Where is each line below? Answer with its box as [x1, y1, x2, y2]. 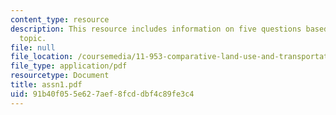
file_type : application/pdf [10, 61, 128, 71]
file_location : [10, 52, 74, 62]
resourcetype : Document [10, 71, 110, 81]
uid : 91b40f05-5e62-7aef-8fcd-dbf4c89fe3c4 [10, 89, 195, 99]
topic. [19, 33, 47, 43]
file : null [10, 42, 56, 53]
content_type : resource [10, 14, 110, 25]
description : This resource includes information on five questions [10, 24, 302, 34]
